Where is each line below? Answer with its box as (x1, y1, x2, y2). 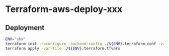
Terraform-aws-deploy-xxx (5, 3, 123, 15)
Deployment (5, 23, 45, 32)
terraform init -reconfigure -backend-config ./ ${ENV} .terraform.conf (5, 41, 156, 46)
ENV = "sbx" (5, 36, 26, 41)
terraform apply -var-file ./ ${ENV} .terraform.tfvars (5, 46, 121, 51)
